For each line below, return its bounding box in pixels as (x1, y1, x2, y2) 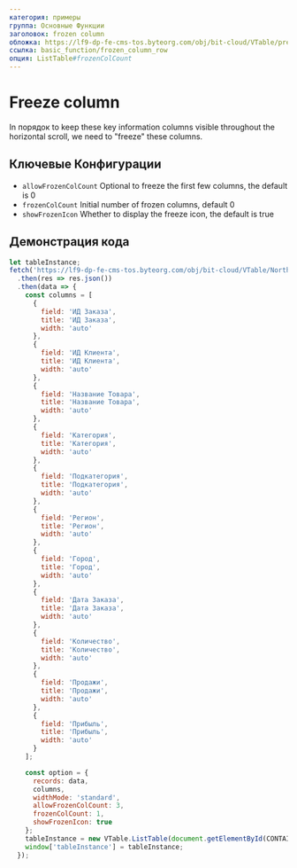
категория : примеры (9, 12, 81, 22)
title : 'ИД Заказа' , (41, 316, 117, 325)
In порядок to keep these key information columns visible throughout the (9, 121, 276, 132)
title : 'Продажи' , (41, 686, 109, 696)
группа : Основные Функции (9, 21, 104, 30)
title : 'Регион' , (41, 521, 104, 530)
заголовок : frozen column (9, 29, 104, 38)
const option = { (25, 768, 89, 777)
